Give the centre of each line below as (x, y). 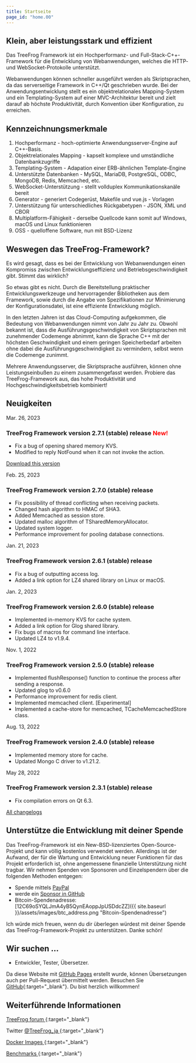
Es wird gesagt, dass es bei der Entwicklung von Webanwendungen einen (96, 263)
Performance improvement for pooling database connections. (89, 534)
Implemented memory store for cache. (61, 755)
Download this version (33, 463)
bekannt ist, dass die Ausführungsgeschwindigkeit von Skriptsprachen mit (96, 330)
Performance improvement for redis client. (66, 697)
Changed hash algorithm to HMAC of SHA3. (68, 509)
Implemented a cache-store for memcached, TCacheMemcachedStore (101, 709)
